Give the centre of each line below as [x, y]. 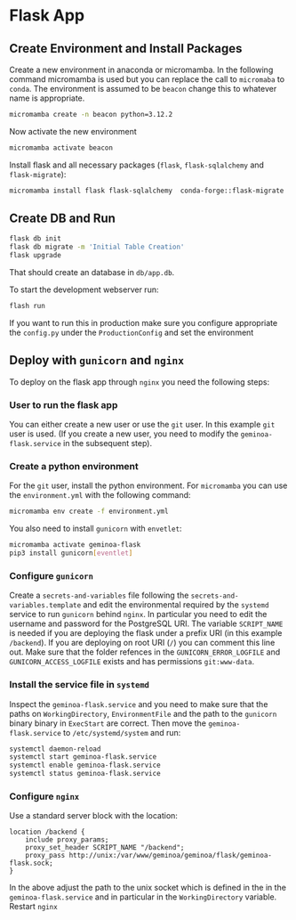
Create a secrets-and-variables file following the [99, 595]
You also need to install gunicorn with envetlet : [96, 529]
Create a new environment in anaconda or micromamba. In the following [141, 69]
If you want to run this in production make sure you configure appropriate [144, 322]
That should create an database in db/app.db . [92, 273]
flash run [28, 306]
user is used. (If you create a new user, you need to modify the [124, 434]
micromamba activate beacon [61, 148]
